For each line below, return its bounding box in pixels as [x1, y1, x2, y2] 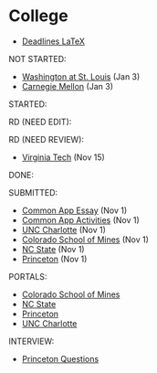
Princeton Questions [21, 353, 99, 364]
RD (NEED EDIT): [8, 116, 72, 127]
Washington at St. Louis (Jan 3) [21, 70, 141, 82]
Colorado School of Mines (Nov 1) [21, 234, 150, 245]
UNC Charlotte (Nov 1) [21, 224, 107, 235]
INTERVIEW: [8, 336, 55, 346]
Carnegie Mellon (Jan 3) [21, 80, 113, 91]
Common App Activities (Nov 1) [21, 214, 141, 225]
